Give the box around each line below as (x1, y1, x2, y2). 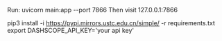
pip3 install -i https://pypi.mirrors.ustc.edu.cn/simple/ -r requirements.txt (7, 19, 215, 27)
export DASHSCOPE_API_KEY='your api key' (7, 27, 135, 34)
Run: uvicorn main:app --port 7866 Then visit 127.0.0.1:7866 (7, 6, 178, 14)
